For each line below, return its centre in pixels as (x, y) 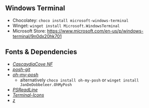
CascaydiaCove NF (33, 64)
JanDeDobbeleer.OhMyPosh (46, 84)
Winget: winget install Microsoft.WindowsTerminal (66, 25)
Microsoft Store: (29, 31)
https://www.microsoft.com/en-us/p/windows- (95, 31)
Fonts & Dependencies (41, 52)
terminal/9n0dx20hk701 (37, 36)
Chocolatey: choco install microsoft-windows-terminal (70, 20)
